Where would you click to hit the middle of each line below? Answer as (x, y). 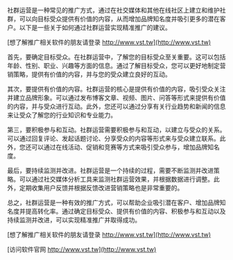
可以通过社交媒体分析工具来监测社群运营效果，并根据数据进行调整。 (116, 179)
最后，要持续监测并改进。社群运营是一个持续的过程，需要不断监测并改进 (110, 171)
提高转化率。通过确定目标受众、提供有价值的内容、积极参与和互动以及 (126, 211)
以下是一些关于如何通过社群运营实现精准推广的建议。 (95, 27)
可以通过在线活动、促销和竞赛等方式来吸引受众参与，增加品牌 (119, 147)
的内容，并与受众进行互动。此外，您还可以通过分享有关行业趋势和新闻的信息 (116, 106)
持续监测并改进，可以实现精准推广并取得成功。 (74, 220)
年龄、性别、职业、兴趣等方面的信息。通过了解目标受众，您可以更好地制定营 (116, 66)
